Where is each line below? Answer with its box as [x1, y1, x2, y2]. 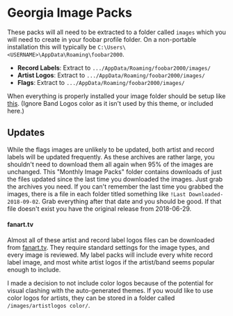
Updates [7, 127, 45, 139]
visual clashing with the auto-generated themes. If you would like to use [7, 286, 214, 294]
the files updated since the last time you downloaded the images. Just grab [7, 175, 223, 183]
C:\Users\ [97, 44, 127, 51]
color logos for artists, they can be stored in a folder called [7, 294, 175, 302]
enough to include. [7, 265, 61, 274]
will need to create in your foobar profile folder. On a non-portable [7, 35, 197, 43]
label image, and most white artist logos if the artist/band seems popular [7, 258, 215, 266]
